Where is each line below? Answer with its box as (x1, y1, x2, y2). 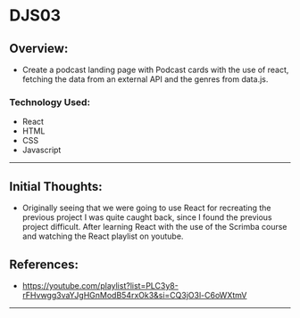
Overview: (9, 41, 69, 56)
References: (9, 257, 79, 272)
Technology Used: (9, 95, 91, 108)
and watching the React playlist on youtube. (21, 231, 184, 241)
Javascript (21, 144, 62, 156)
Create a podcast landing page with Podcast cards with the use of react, (21, 64, 289, 75)
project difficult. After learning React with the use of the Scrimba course (21, 222, 287, 232)
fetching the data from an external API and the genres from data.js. (21, 74, 269, 85)
